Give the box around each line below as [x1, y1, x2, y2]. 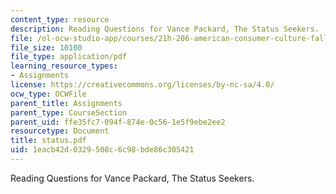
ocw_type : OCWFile [10, 89, 87, 99]
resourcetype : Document [10, 126, 110, 136]
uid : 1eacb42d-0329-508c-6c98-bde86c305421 [10, 145, 195, 155]
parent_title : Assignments [10, 98, 123, 108]
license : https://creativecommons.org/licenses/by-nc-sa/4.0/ [10, 80, 275, 90]
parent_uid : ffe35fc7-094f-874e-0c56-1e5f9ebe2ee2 [10, 117, 226, 127]
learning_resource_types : [10, 61, 118, 71]
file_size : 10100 [10, 42, 83, 53]
